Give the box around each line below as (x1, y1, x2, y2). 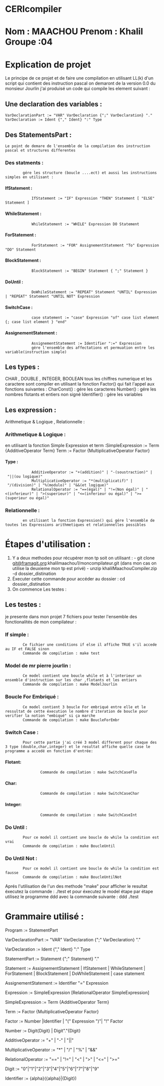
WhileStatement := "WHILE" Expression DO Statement (31, 221, 139, 227)
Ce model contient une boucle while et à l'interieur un (23, 673, 141, 678)
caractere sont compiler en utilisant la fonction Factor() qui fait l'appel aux (5, 381, 155, 387)
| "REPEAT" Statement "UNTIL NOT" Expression (5, 294, 100, 299)
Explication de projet (5, 59, 91, 70)
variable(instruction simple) (5, 349, 67, 355)
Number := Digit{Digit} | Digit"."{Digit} (5, 1028, 81, 1034)
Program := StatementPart (5, 927, 58, 933)
